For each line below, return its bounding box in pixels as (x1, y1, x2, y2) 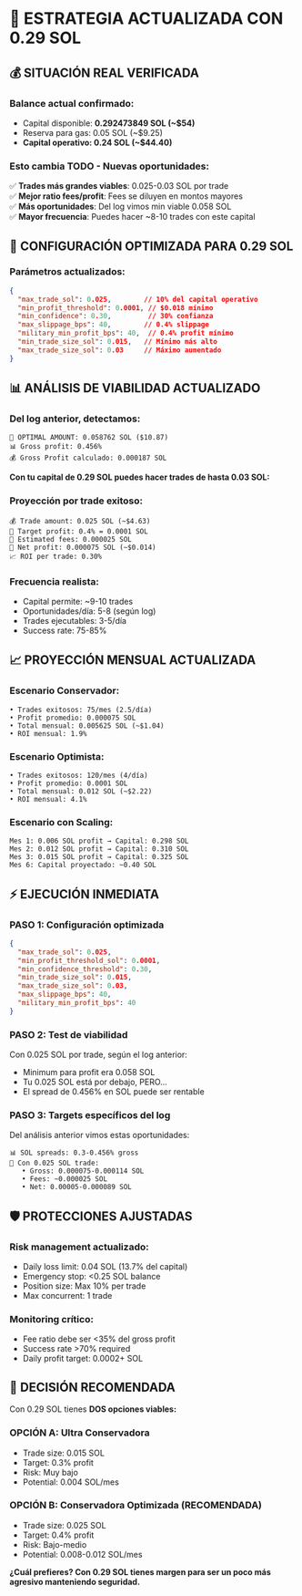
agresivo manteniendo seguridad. (9, 1576, 141, 1587)
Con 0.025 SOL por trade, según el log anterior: (9, 1049, 188, 1061)
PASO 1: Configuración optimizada (9, 918, 165, 931)
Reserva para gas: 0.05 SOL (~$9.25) (22, 127, 164, 138)
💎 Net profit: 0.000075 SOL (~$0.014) (9, 543, 156, 552)
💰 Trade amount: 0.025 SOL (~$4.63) (9, 516, 151, 525)
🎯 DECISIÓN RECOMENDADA (9, 1379, 176, 1394)
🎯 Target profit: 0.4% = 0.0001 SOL (9, 526, 148, 536)
